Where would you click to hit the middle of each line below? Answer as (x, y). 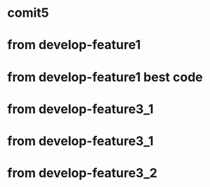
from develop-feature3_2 (83, 173)
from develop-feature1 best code (105, 77)
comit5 (28, 13)
